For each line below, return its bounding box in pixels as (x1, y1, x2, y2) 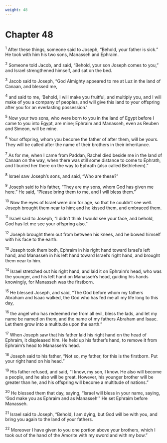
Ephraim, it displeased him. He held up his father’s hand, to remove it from (5, 337, 158, 343)
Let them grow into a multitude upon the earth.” (5, 321, 103, 327)
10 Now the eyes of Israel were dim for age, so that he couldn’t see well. (5, 199, 153, 206)
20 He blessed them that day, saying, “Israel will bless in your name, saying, (5, 389, 161, 396)
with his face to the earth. (5, 236, 58, 243)
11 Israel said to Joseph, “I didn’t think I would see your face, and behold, (5, 215, 154, 221)
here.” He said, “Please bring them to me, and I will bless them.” (5, 189, 136, 195)
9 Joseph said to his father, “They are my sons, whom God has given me (5, 183, 154, 190)
